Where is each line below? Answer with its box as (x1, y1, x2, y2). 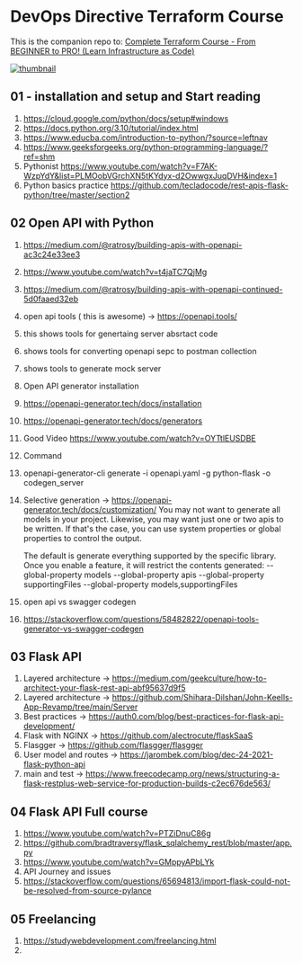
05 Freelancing (10, 911, 97, 927)
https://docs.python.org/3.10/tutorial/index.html (22, 122, 199, 133)
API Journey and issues (22, 866, 111, 878)
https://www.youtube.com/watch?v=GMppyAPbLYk (22, 857, 215, 868)
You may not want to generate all (158, 504, 281, 514)
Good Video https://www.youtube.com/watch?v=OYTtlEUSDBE (22, 432, 257, 443)
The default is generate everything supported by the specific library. (22, 550, 277, 561)
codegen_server (22, 477, 84, 487)
